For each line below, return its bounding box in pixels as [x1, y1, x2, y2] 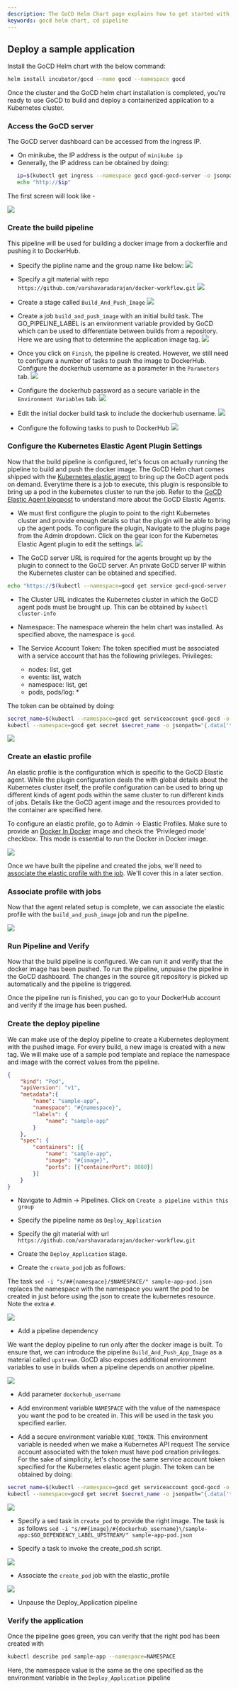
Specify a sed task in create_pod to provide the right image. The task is [17, 1517, 225, 1525]
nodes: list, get [28, 665, 72, 673]
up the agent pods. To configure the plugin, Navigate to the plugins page [17, 524, 230, 532]
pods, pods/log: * [28, 688, 79, 696]
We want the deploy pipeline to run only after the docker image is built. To [7, 1340, 223, 1349]
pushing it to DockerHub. [7, 246, 81, 255]
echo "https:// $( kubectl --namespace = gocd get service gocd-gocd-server [7, 582, 227, 589]
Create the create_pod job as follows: [17, 1263, 126, 1272]
